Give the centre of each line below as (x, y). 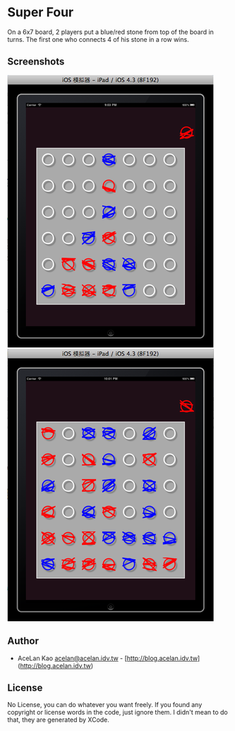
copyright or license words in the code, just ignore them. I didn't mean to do (117, 713)
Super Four (41, 12)
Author (23, 641)
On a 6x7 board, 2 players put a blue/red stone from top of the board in (110, 32)
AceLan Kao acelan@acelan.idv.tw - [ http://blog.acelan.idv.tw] (109, 658)
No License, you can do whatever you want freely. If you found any (105, 705)
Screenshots (36, 62)
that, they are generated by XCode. (58, 720)
